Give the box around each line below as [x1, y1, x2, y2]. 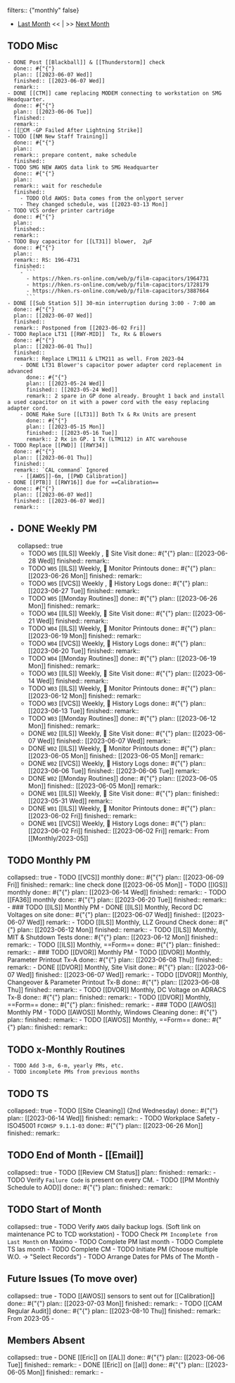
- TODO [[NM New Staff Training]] [7, 133, 109, 140]
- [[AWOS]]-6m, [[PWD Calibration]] [20, 472, 128, 479]
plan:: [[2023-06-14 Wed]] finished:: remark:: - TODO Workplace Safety [7, 1114, 216, 1122]
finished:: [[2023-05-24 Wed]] [25, 386, 118, 393]
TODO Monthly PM [7, 854, 91, 867]
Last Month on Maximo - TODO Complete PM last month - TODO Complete [7, 1237, 224, 1245]
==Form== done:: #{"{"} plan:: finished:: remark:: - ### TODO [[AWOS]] [7, 1000, 217, 1009]
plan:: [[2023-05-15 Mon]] [25, 423, 106, 430]
